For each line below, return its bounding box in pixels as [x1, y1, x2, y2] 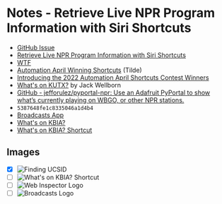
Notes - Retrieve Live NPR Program [6, 5, 216, 21]
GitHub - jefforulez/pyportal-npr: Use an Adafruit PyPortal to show [16, 88, 211, 97]
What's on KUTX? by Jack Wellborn [16, 80, 122, 89]
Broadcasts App [16, 111, 64, 119]
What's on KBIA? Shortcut [16, 126, 93, 134]
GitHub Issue [16, 43, 55, 52]
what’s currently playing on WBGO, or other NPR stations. [16, 95, 185, 104]
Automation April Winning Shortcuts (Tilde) [16, 66, 142, 74]
